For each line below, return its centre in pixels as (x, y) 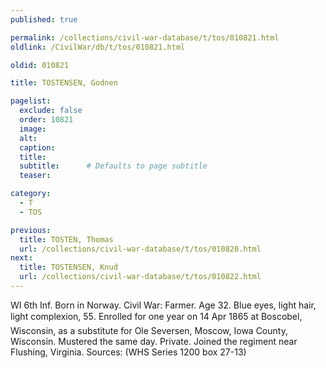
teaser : (35, 176)
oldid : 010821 (40, 65)
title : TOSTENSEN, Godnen (64, 83)
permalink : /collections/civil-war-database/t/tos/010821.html (145, 37)
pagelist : (31, 101)
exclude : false (51, 111)
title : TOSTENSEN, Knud (68, 267)
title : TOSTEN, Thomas (66, 239)
